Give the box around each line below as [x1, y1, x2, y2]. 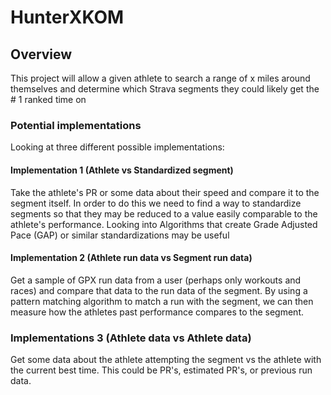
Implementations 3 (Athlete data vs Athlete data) [10, 331, 252, 345]
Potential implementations [10, 118, 142, 132]
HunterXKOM [10, 6, 125, 29]
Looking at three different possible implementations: [10, 141, 225, 153]
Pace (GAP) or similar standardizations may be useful [10, 229, 230, 241]
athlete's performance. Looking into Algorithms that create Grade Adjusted [10, 218, 318, 230]
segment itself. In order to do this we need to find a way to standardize [10, 197, 302, 209]
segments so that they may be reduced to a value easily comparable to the [10, 207, 318, 220]
